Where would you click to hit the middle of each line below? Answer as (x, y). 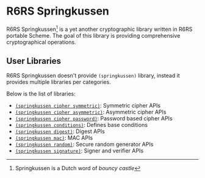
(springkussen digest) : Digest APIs (60, 131)
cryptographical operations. (41, 42)
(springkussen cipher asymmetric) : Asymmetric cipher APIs (91, 112)
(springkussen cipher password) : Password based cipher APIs (94, 118)
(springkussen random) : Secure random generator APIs (84, 145)
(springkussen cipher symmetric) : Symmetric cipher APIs (88, 106)
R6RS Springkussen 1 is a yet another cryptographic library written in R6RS (99, 29)
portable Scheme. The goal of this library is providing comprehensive (93, 35)
